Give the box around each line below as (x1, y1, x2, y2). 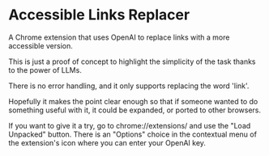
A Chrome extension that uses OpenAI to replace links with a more (8, 32, 230, 42)
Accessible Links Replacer (8, 6, 190, 24)
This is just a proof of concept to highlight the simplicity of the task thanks (8, 57, 257, 66)
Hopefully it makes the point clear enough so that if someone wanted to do (8, 96, 258, 106)
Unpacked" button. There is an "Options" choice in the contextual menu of (8, 129, 258, 139)
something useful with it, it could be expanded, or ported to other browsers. (8, 105, 262, 115)
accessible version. (8, 40, 73, 50)
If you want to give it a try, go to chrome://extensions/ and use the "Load (8, 120, 251, 130)
